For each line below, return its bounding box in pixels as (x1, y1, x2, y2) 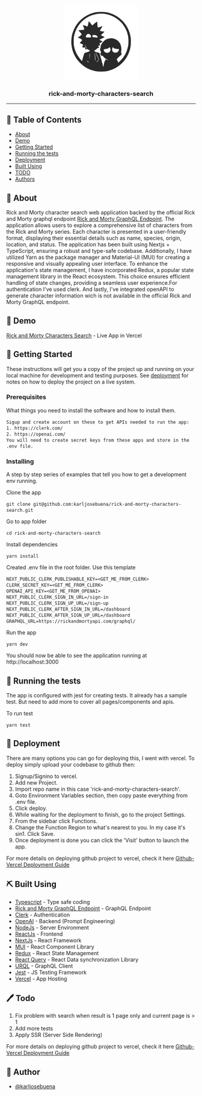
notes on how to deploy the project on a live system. (6, 378, 136, 385)
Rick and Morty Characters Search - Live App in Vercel (6, 332, 142, 339)
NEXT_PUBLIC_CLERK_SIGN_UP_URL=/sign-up (6, 600, 109, 606)
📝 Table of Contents (6, 114, 82, 125)
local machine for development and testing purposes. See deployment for (6, 372, 189, 379)
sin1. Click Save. (14, 830, 55, 837)
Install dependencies (6, 541, 58, 548)
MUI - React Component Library (14, 943, 94, 950)
